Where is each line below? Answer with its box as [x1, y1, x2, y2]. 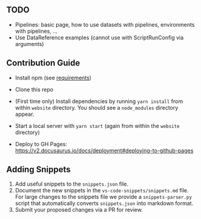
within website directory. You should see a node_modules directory [15, 104, 179, 111]
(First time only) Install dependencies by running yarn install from [15, 97, 183, 105]
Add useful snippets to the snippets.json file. [15, 180, 129, 187]
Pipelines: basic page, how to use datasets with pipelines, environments [15, 21, 195, 28]
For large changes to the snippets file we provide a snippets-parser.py [15, 194, 193, 201]
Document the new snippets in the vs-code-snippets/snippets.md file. [15, 187, 189, 194]
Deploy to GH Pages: [15, 140, 68, 147]
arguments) [15, 40, 44, 47]
